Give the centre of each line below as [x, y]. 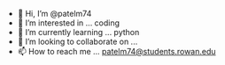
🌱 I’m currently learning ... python [78, 32]
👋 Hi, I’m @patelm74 [54, 14]
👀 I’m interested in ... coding [69, 23]
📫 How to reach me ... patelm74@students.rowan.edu [116, 51]
